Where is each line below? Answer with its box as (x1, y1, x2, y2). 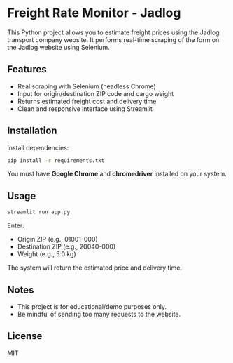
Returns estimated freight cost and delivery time (17, 97, 157, 105)
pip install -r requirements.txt (7, 157, 105, 164)
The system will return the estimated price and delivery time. (7, 263, 183, 272)
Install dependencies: (7, 143, 69, 152)
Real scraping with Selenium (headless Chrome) (17, 82, 156, 91)
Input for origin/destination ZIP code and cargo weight (17, 89, 174, 98)
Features (7, 63, 47, 75)
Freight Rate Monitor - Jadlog (7, 5, 181, 21)
